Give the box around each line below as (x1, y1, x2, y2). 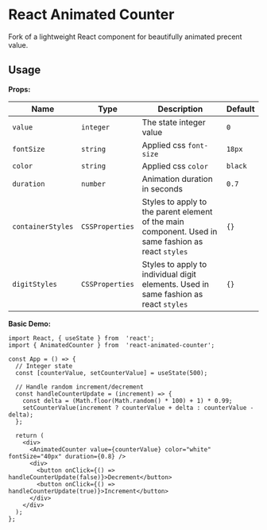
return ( (15, 431, 44, 439)
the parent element (141, 206, 213, 217)
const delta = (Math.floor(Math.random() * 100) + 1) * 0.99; (22, 397, 233, 404)
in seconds (141, 183, 183, 194)
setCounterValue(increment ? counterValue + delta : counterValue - (22, 404, 254, 412)
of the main (141, 216, 184, 227)
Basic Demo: (8, 319, 52, 328)
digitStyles (12, 280, 58, 288)
